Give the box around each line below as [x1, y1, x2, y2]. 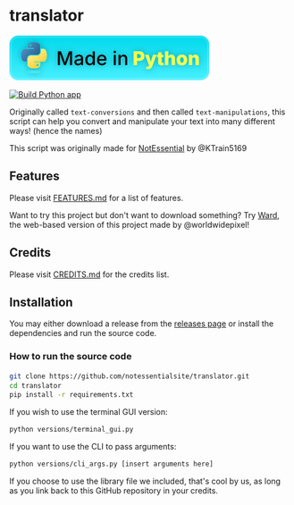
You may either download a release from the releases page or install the [9, 318, 274, 329]
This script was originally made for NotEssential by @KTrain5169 [9, 142, 248, 153]
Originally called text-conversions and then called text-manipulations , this [9, 106, 286, 117]
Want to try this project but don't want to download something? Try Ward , [9, 209, 280, 220]
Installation [9, 294, 73, 309]
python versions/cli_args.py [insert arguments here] [9, 459, 214, 469]
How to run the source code [9, 350, 132, 363]
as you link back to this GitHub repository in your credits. [9, 485, 219, 496]
